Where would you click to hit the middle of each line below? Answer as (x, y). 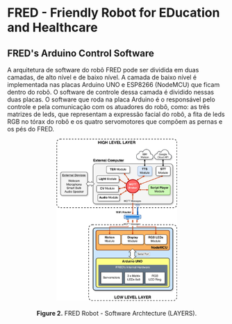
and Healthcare (53, 27)
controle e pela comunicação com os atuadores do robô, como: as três (109, 107)
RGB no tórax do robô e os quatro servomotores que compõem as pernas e (115, 122)
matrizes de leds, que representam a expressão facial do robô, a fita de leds (116, 114)
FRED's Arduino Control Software (81, 53)
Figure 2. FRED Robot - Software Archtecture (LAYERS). (117, 313)
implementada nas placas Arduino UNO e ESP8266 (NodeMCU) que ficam (114, 84)
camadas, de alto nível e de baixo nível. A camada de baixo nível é (102, 77)
